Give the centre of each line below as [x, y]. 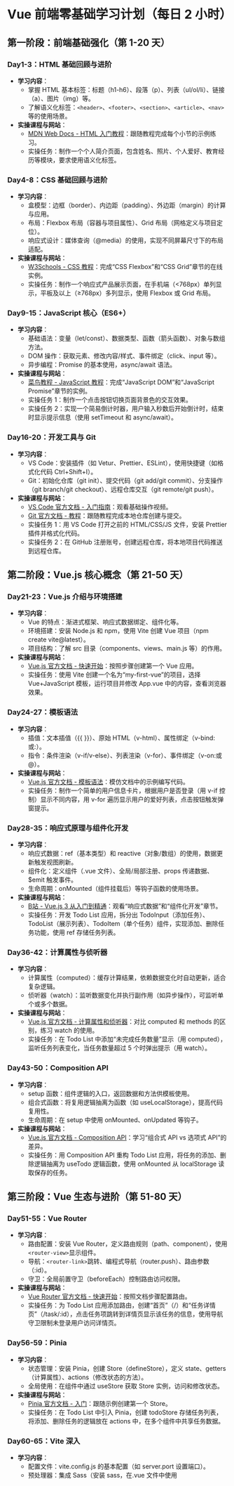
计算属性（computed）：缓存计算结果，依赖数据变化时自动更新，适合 [127, 978]
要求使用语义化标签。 [89, 159]
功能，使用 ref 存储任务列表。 [77, 932]
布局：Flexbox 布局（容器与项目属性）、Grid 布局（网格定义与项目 [122, 223]
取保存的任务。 [49, 1172]
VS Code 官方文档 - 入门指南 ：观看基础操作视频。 [100, 507]
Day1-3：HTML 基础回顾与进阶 [60, 64]
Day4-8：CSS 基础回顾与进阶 [57, 180]
